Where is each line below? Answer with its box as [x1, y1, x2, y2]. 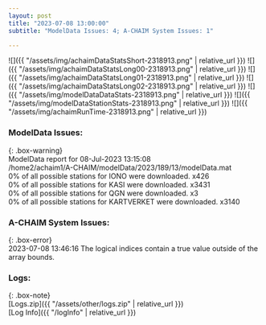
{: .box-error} [8, 235, 52, 245]
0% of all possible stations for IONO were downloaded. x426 [8, 171, 210, 181]
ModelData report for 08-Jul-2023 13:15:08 [8, 154, 151, 163]
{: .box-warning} [8, 146, 63, 155]
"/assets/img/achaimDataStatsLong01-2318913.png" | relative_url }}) [18, 73, 245, 83]
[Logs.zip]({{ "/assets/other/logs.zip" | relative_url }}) [8, 299, 184, 309]
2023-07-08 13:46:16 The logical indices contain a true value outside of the [8, 243, 259, 253]
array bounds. [8, 252, 55, 261]
